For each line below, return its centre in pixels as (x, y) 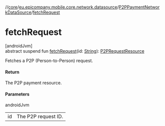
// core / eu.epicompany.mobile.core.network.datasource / (62, 7)
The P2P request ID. (40, 117)
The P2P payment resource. (33, 83)
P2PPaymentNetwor (139, 7)
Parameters (17, 94)
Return (12, 72)
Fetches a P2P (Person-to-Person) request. (49, 61)
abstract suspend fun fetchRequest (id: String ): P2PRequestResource (75, 51)
